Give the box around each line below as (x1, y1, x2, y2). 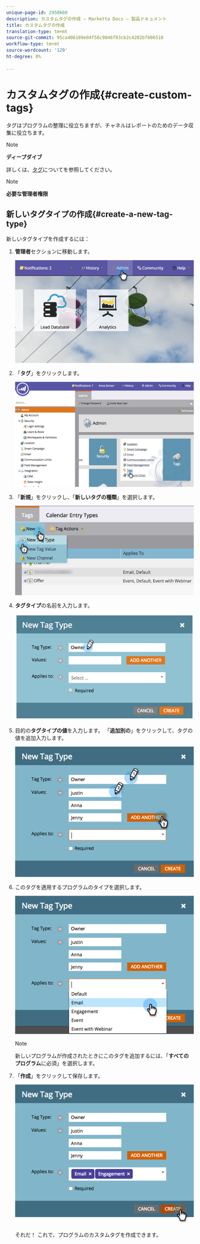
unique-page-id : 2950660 (6, 10, 68, 15)
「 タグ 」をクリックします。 (14, 369, 83, 376)
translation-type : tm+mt (6, 29, 68, 35)
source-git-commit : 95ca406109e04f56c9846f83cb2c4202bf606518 (6, 35, 164, 41)
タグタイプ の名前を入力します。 (14, 601, 93, 609)
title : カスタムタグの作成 (6, 22, 65, 28)
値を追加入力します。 (14, 734, 67, 741)
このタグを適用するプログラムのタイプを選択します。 (14, 883, 145, 890)
